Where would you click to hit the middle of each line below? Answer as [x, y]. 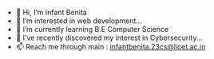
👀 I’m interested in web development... [79, 21]
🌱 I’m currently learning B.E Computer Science [92, 29]
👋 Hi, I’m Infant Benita [52, 12]
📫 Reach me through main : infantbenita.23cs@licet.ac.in [111, 47]
